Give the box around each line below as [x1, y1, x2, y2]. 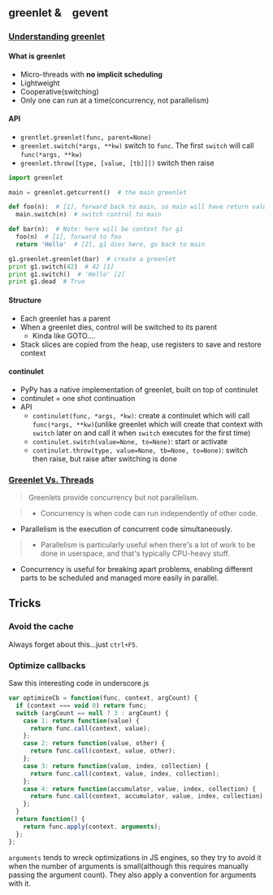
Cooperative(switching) [19, 86, 99, 96]
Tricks [8, 596, 41, 610]
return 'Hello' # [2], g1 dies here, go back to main [15, 240, 206, 248]
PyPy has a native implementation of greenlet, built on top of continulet [19, 384, 258, 395]
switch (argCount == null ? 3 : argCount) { [15, 709, 169, 717]
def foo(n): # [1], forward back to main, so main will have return [8, 203, 249, 212]
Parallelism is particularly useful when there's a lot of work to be [40, 540, 256, 550]
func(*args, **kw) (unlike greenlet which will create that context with [32, 419, 263, 429]
